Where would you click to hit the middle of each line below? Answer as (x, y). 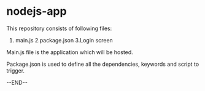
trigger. (16, 70)
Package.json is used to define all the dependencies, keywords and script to (103, 64)
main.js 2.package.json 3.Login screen (64, 40)
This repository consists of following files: (59, 28)
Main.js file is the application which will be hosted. (70, 52)
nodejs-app (37, 11)
